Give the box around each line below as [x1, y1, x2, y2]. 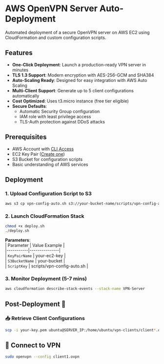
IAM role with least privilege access [19, 113, 91, 120]
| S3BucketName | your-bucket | [5, 258, 65, 264]
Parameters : [5, 237, 31, 243]
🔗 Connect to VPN [5, 341, 61, 349]
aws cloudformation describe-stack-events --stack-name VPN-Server [5, 286, 145, 291]
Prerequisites [5, 133, 47, 142]
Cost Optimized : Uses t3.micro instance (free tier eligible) [12, 98, 129, 104]
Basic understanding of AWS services [12, 162, 88, 167]
